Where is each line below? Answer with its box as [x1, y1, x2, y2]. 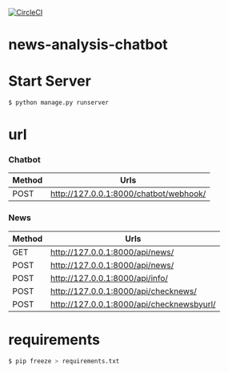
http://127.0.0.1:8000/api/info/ [50, 272, 169, 283]
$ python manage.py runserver [8, 98, 110, 107]
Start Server [8, 72, 92, 90]
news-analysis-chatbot [8, 36, 168, 54]
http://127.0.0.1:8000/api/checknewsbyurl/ [50, 299, 216, 310]
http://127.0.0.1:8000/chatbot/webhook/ [50, 188, 206, 199]
